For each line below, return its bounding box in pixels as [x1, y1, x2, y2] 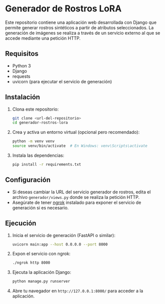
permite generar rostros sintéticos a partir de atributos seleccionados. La [5, 24, 154, 30]
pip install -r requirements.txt [12, 162, 82, 167]
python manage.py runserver [12, 279, 70, 284]
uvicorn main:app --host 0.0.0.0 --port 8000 [12, 242, 108, 247]
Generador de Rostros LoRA [5, 3, 122, 14]
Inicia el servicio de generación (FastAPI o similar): [12, 232, 116, 238]
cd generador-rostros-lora [12, 120, 68, 125]
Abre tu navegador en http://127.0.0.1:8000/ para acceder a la [12, 288, 143, 294]
